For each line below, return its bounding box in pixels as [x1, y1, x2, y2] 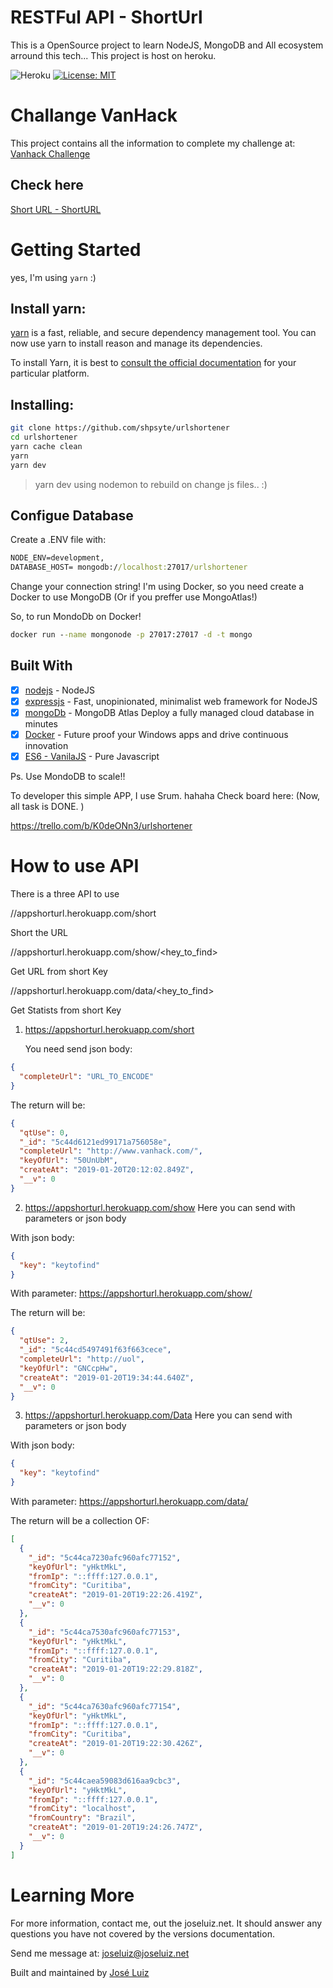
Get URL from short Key [10, 966, 108, 978]
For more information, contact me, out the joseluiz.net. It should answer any [10, 1917, 323, 1929]
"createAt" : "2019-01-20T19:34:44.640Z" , [19, 1372, 195, 1383]
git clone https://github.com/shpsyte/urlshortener [10, 423, 230, 433]
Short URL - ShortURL [10, 203, 102, 215]
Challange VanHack [10, 104, 178, 127]
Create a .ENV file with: [10, 534, 107, 546]
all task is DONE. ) [10, 801, 85, 813]
